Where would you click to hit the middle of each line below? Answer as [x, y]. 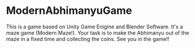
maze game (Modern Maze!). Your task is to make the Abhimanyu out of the [98, 32]
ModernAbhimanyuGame [69, 11]
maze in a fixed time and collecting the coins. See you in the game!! [88, 39]
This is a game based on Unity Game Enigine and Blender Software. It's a [95, 27]
